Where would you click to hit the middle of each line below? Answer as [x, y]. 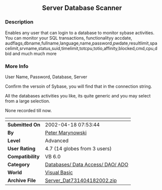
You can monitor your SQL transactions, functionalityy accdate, [69, 38]
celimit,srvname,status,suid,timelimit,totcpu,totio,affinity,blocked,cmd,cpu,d [81, 48]
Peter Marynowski [66, 133]
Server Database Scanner [82, 8]
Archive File [22, 180]
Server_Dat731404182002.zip [81, 180]
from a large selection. [28, 101]
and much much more [35, 53]
